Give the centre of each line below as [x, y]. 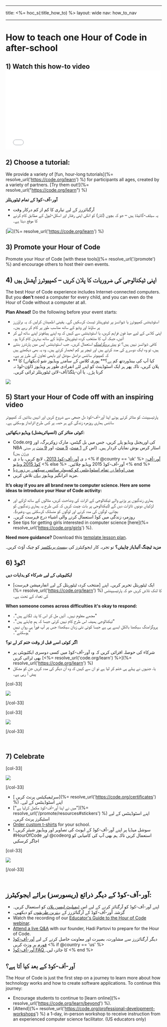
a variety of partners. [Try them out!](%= [47, 185]
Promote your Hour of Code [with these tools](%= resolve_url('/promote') [81, 259]
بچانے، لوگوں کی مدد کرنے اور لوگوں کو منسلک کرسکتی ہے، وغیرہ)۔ [65, 511]
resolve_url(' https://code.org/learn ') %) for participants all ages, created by [83, 180]
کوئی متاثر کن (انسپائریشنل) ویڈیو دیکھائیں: [45, 432]
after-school [32, 48]
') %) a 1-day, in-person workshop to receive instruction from [98, 1014]
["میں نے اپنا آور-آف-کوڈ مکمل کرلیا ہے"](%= [51, 808]
